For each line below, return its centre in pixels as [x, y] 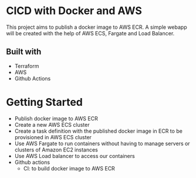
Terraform [27, 66]
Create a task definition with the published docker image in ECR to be [99, 131]
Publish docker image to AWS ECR [56, 118]
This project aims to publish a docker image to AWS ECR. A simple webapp [97, 27]
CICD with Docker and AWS [74, 11]
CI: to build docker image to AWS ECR [69, 168]
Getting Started [45, 102]
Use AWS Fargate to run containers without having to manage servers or [102, 143]
